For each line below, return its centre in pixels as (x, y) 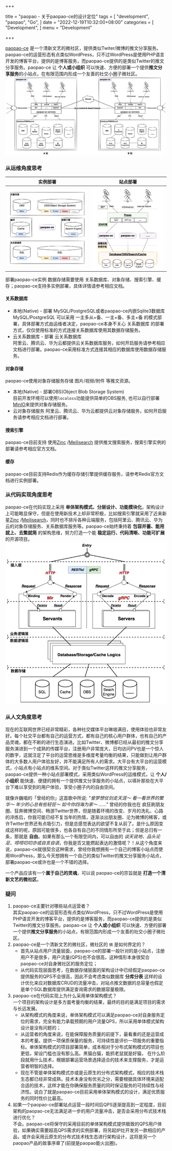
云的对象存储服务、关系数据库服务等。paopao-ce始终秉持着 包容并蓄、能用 (85, 526)
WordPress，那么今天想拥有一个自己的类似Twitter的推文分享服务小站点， (87, 855)
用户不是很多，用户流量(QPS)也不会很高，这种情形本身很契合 (85, 957)
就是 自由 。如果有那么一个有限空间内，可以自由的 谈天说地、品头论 (89, 836)
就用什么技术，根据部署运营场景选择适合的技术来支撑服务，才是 (92, 1060)
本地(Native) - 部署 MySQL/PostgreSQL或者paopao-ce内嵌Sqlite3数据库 (89, 311)
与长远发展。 (26, 1008)
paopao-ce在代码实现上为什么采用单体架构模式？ (65, 996)
